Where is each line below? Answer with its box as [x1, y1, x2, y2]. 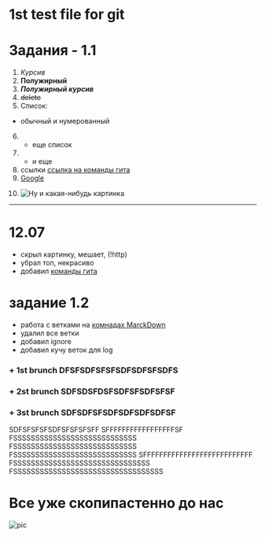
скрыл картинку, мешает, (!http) [20, 250, 128, 259]
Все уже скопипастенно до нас [9, 494, 224, 513]
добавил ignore [20, 337, 72, 346]
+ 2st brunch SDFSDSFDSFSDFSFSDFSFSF [9, 386, 175, 397]
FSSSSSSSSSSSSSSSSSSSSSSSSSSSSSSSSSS [9, 467, 164, 476]
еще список [31, 140, 72, 150]
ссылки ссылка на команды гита [20, 165, 131, 175]
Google [20, 173, 45, 183]
